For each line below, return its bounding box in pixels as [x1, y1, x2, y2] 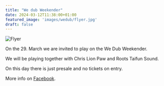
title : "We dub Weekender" [5, 7, 63, 13]
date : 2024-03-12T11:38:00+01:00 [5, 12, 77, 17]
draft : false [5, 21, 33, 27]
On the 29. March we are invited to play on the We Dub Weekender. [5, 46, 148, 52]
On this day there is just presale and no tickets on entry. [5, 66, 123, 72]
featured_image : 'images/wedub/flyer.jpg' [5, 17, 97, 22]
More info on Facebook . [5, 75, 56, 82]
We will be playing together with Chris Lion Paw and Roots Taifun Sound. [5, 56, 159, 62]
